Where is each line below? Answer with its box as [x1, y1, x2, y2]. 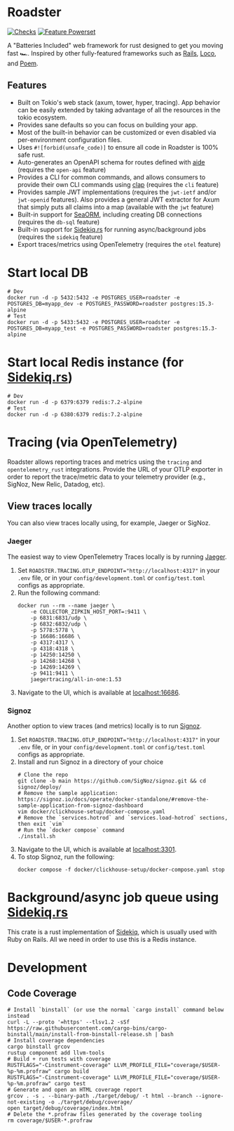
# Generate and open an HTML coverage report [7, 1086, 142, 1093]
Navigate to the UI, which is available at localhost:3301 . [17, 845, 177, 853]
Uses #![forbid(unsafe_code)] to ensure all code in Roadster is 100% [17, 143, 219, 151]
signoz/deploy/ [17, 783, 62, 791]
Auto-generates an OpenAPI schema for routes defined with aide [17, 157, 205, 166]
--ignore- [195, 1092, 224, 1099]
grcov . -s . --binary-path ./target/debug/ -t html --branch [7, 1092, 193, 1099]
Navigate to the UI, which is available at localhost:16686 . [17, 688, 181, 697]
